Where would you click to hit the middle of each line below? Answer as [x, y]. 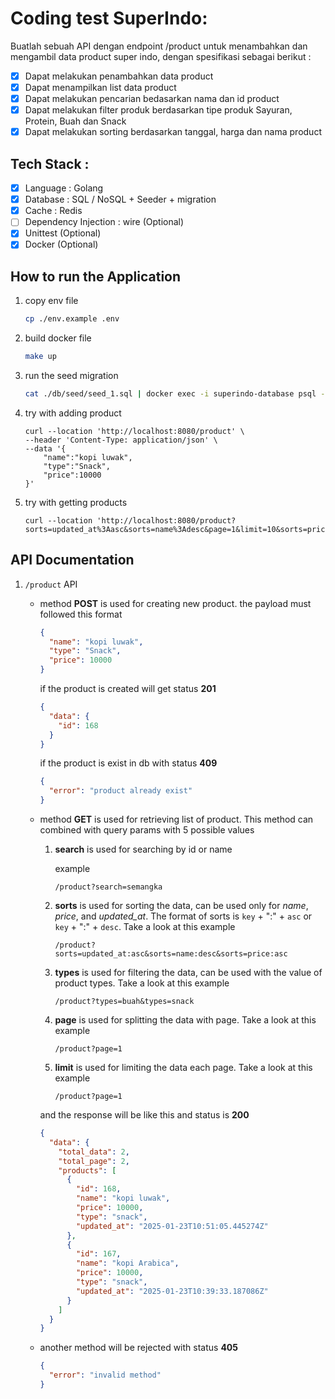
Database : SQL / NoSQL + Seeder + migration [120, 199]
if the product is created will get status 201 [128, 689]
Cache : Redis [53, 211]
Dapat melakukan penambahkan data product [119, 76]
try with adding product [73, 413]
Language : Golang [64, 188]
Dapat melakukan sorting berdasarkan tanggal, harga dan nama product [173, 132]
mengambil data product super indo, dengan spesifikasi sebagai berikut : [161, 56]
